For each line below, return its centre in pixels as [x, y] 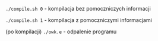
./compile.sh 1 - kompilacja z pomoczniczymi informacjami [79, 20]
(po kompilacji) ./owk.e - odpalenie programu [61, 31]
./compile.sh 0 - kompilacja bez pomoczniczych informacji [78, 9]
